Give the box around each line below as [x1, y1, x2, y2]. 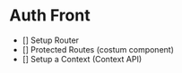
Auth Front [9, 5, 91, 26]
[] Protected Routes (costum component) [22, 44, 175, 54]
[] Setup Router [22, 35, 79, 45]
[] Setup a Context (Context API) [22, 53, 143, 64]
